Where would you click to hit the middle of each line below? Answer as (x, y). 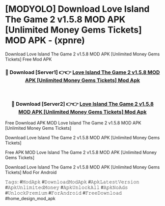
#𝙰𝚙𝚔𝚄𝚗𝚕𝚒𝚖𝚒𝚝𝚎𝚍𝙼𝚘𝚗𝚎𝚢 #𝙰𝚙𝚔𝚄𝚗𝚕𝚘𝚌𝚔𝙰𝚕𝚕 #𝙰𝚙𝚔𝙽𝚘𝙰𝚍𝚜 (67, 187)
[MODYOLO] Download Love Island (77, 9)
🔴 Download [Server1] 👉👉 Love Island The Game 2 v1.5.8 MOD (82, 72)
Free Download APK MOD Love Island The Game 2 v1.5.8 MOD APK (73, 123)
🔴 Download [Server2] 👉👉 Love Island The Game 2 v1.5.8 (82, 104)
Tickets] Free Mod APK (28, 59)
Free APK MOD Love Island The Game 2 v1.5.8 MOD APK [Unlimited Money (81, 152)
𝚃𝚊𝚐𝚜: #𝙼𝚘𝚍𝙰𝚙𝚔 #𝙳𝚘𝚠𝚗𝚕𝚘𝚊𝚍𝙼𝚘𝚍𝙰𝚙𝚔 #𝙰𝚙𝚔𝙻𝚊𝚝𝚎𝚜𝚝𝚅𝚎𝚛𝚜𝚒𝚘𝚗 (72, 182)
